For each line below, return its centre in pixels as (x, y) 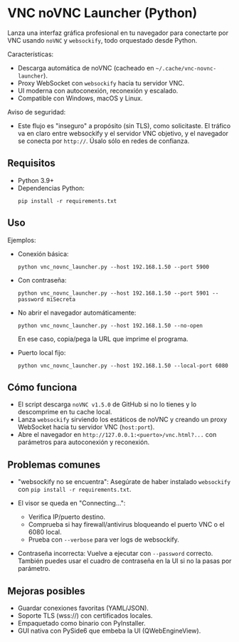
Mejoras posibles (46, 591)
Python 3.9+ (36, 180)
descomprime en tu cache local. (65, 412)
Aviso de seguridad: (37, 112)
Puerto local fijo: (42, 352)
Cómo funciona (42, 387)
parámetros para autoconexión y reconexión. (84, 442)
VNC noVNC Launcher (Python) (102, 13)
